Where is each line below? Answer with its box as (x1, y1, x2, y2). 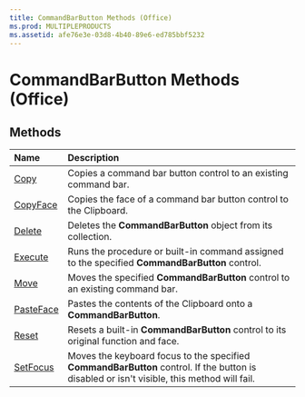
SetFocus (14, 361, 54, 373)
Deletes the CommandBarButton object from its (67, 219, 273, 232)
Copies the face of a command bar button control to (67, 193, 289, 205)
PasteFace (14, 303, 59, 316)
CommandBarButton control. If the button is (67, 361, 257, 373)
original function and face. (67, 335, 180, 348)
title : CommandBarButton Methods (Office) (9, 13, 172, 23)
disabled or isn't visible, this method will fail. (67, 372, 256, 385)
